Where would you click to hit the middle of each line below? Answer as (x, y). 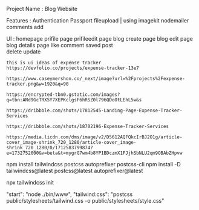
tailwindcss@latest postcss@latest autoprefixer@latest (75, 171)
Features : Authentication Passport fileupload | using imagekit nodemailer (98, 20)
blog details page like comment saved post (60, 45)
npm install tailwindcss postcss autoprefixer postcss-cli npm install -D (94, 164)
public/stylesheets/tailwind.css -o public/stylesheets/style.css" (85, 201)
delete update (24, 52)
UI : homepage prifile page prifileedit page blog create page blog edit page (100, 39)
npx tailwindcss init (30, 182)
